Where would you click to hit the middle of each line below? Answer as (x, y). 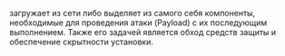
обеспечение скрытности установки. (82, 42)
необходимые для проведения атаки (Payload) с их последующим (138, 23)
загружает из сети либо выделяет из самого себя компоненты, (133, 13)
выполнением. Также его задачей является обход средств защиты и (143, 32)
